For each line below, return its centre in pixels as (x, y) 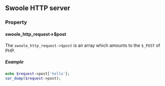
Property (16, 22)
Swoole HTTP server (38, 8)
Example (14, 62)
